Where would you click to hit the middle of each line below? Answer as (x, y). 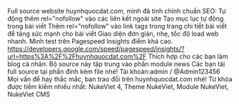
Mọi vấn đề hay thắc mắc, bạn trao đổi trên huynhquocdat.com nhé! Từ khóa (120, 79)
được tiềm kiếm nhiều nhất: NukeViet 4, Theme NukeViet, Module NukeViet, (118, 87)
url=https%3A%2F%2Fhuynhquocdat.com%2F (77, 56)
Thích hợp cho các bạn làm (188, 56)
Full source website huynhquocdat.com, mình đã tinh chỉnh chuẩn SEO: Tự (117, 11)
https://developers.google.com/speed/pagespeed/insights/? (96, 49)
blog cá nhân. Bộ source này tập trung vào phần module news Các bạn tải (116, 64)
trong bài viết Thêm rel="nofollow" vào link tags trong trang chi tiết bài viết (117, 26)
